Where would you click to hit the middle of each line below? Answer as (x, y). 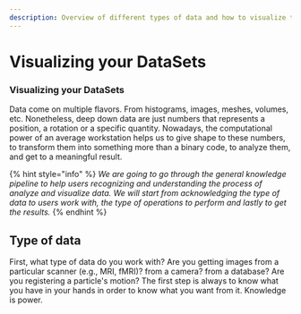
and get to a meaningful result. (66, 157)
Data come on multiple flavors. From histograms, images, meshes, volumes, (149, 109)
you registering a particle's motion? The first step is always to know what (144, 280)
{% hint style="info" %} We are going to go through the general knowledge (148, 174)
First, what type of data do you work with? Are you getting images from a (144, 261)
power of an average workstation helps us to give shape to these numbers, (147, 138)
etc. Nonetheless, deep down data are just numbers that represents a (138, 119)
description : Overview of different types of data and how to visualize (148, 17)
